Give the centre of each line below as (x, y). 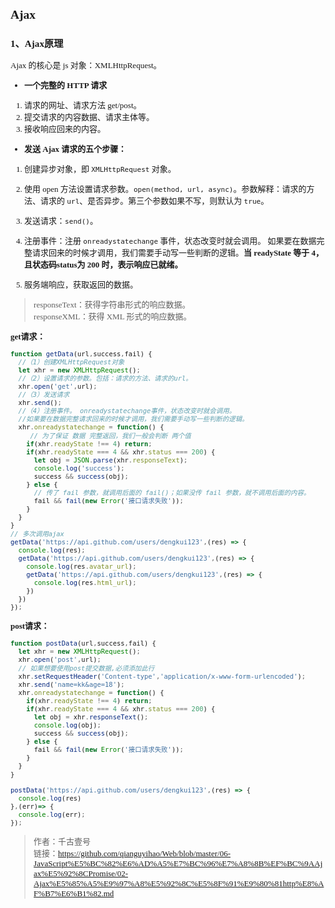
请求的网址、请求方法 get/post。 (83, 105)
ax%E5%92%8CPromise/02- (81, 873)
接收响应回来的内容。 (65, 128)
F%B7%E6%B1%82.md (74, 893)
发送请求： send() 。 (61, 220)
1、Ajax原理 (37, 43)
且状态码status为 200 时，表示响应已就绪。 (103, 264)
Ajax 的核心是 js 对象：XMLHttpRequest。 (86, 65)
